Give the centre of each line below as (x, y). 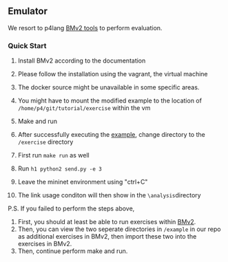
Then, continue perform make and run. (73, 251)
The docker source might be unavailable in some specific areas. (108, 87)
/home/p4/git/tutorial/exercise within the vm (84, 108)
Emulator (28, 11)
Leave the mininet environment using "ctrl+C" (83, 182)
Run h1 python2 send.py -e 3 (60, 168)
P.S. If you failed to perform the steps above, (71, 208)
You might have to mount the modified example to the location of (110, 101)
